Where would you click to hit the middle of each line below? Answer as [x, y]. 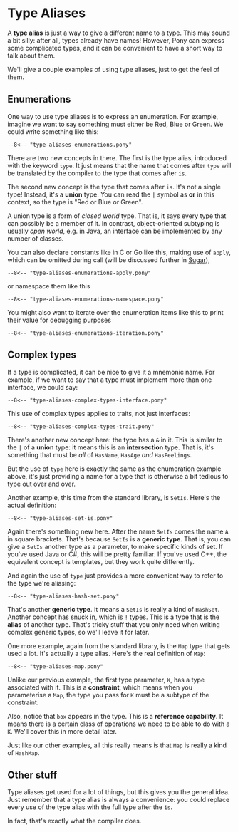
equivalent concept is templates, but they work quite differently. [101, 561]
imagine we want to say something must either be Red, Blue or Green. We [115, 124]
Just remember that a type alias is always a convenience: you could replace [119, 800]
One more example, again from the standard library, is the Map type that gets [119, 645]
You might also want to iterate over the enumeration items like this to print [115, 312]
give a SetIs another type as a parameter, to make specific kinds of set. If [115, 546]
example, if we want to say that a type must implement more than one [110, 380]
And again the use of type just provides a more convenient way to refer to [115, 576]
